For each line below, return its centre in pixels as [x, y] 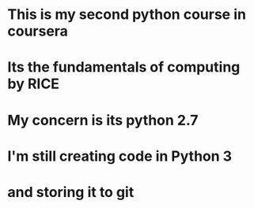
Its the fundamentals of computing [124, 67]
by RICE [34, 84]
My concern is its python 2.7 [103, 120]
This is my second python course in [127, 15]
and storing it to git [71, 192]
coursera [38, 31]
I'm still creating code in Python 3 [120, 156]
